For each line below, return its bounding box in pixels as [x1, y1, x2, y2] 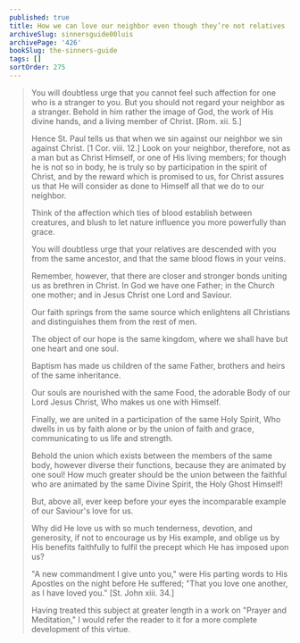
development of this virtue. [30, 623, 131, 634]
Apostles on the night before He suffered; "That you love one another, [30, 578, 288, 589]
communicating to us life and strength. [30, 432, 174, 443]
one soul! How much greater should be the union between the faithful [30, 469, 287, 480]
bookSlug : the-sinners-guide [9, 46, 118, 55]
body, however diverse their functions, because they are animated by [30, 459, 287, 470]
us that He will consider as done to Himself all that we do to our [30, 180, 265, 191]
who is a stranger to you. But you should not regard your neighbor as [30, 96, 286, 107]
